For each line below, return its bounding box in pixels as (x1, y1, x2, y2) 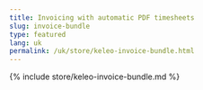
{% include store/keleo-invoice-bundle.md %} (9, 71, 181, 82)
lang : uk (9, 38, 42, 48)
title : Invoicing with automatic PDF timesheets (9, 13, 195, 22)
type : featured (9, 30, 66, 39)
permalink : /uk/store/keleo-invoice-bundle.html (9, 47, 195, 56)
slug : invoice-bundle (9, 22, 91, 31)
